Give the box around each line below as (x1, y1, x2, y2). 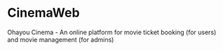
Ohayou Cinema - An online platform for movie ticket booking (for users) (7, 28, 217, 36)
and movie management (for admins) (7, 35, 114, 43)
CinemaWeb (7, 5, 80, 21)
